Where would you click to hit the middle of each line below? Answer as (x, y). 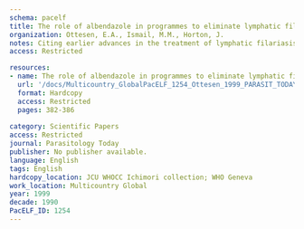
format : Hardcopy (50, 93)
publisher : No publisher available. (78, 152)
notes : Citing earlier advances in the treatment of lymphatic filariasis (153, 43)
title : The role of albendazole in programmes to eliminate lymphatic (145, 26)
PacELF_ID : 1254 (40, 211)
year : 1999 (30, 194)
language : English (44, 160)
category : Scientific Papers (64, 127)
